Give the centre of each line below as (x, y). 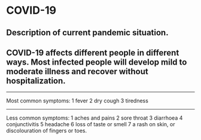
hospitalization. (36, 80)
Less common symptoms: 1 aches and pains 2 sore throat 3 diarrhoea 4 (95, 118)
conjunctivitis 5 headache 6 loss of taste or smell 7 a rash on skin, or (91, 124)
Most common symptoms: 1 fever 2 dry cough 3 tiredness (77, 101)
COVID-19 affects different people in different (93, 52)
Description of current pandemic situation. (87, 33)
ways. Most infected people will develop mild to (97, 62)
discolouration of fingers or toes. (47, 131)
